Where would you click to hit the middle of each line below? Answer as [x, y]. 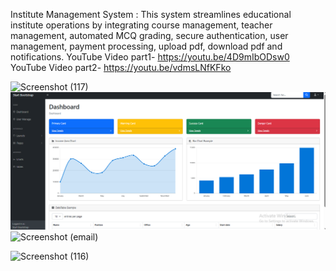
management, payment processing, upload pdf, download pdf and [146, 46]
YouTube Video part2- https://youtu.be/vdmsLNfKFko [121, 67]
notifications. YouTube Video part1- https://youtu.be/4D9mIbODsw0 [150, 57]
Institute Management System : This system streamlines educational [151, 14]
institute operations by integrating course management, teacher [141, 25]
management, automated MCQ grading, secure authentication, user [149, 35]
